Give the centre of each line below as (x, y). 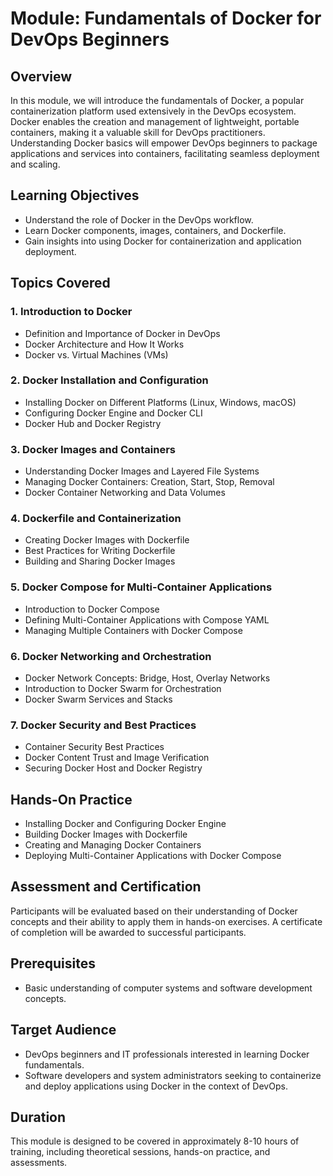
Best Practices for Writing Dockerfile (100, 551)
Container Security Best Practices (94, 747)
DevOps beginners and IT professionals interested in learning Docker (167, 1054)
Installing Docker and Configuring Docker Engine (125, 824)
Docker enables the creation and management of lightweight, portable (155, 121)
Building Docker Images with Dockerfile (106, 834)
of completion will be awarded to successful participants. (128, 932)
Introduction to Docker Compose (92, 609)
